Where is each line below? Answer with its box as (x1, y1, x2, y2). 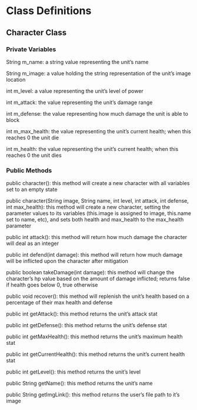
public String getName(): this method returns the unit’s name (6, 380, 153, 387)
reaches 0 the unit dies (6, 152, 62, 159)
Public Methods (6, 166, 52, 174)
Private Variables (6, 45, 56, 53)
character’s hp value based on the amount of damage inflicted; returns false (6, 275, 190, 283)
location (6, 76, 26, 83)
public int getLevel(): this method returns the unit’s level (6, 368, 141, 375)
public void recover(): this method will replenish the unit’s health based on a (6, 293, 189, 300)
